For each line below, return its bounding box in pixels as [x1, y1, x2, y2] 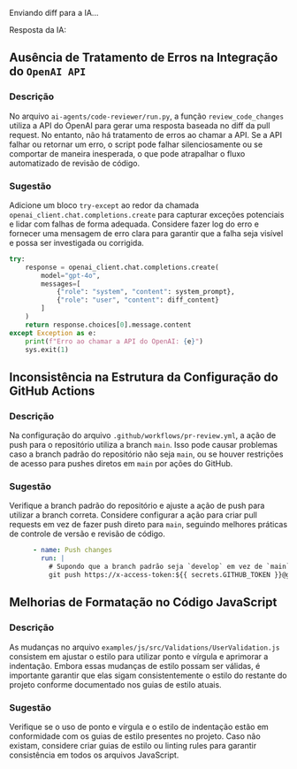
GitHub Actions [9, 383, 95, 398]
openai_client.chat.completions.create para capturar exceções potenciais [9, 209, 285, 219]
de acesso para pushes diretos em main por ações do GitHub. [9, 458, 233, 469]
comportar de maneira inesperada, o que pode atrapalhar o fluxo [9, 148, 246, 158]
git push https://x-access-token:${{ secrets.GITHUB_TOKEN [48, 571, 271, 580]
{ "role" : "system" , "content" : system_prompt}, [56, 288, 236, 296]
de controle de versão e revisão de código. [9, 528, 166, 539]
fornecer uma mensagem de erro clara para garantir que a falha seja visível [9, 227, 284, 238]
